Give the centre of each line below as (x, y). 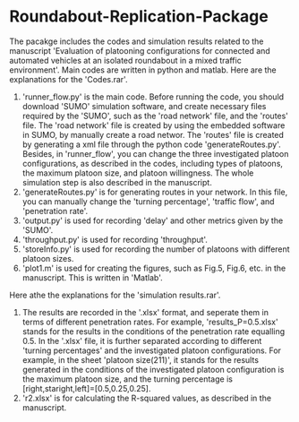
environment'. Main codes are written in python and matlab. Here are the (143, 70)
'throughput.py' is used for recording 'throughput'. (115, 239)
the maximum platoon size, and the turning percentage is (127, 379)
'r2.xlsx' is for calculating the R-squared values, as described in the (146, 398)
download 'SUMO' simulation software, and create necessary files (144, 106)
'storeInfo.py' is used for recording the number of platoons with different (156, 249)
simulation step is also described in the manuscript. (117, 182)
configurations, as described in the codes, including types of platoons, (153, 163)
